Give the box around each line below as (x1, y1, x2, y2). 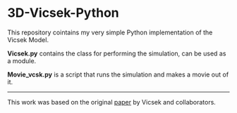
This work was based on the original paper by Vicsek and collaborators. (7, 98, 217, 106)
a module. (7, 56, 37, 65)
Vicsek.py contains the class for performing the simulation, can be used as (7, 49, 226, 58)
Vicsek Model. (7, 35, 49, 44)
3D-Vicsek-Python (7, 5, 120, 21)
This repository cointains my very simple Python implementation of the (7, 28, 213, 36)
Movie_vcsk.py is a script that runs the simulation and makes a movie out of (7, 70, 229, 79)
